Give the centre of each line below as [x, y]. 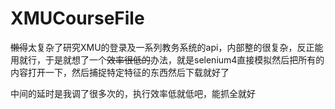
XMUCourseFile [77, 18]
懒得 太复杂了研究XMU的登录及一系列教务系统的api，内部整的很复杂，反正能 [167, 47]
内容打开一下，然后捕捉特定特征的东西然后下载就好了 [120, 72]
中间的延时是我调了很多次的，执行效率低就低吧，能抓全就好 [133, 93]
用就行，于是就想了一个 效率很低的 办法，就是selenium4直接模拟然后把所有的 [167, 59]
